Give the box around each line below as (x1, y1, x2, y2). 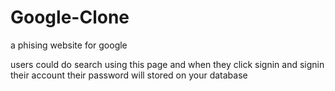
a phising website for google (10, 39, 128, 51)
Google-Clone (10, 6, 130, 29)
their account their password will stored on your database (10, 69, 248, 81)
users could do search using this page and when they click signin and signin (10, 58, 325, 70)
